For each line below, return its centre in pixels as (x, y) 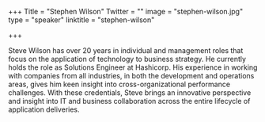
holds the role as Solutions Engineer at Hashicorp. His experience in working (133, 67)
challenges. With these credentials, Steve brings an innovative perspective (130, 93)
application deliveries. (44, 109)
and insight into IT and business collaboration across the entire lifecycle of (129, 101)
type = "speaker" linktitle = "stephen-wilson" (81, 20)
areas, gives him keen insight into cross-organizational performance (119, 84)
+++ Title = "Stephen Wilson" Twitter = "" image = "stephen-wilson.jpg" (126, 11)
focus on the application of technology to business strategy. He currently (127, 59)
